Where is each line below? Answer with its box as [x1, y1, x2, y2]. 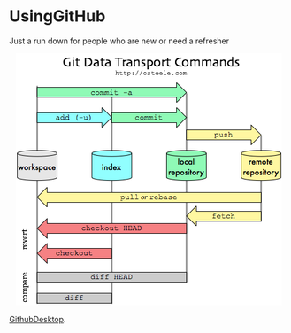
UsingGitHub [9, 6, 106, 27]
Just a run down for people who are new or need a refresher [9, 35, 230, 46]
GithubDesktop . [9, 314, 66, 324]
